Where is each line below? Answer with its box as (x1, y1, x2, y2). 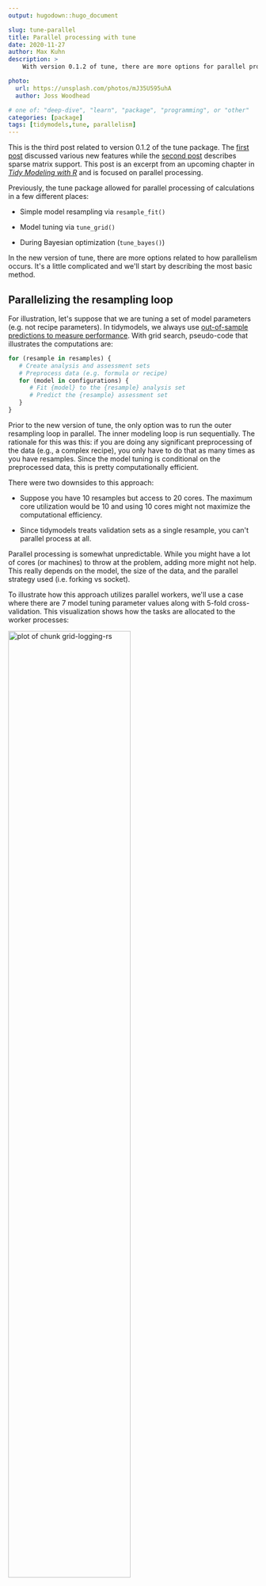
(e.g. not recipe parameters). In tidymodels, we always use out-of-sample (8, 322, 249, 331)
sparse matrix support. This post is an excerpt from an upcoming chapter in (8, 159, 255, 169)
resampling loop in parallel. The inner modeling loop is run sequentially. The (8, 429, 256, 438)
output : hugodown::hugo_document (8, 11, 119, 20)
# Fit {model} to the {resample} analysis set (28, 384, 186, 392)
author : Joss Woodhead (15, 92, 90, 100)
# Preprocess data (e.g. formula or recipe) (18, 369, 169, 377)
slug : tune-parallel (8, 25, 77, 34)
